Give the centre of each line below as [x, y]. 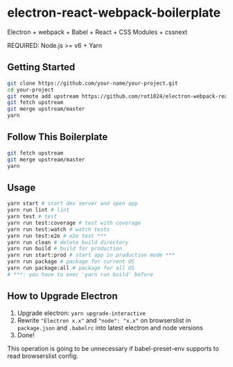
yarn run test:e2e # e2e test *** [57, 236]
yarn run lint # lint [38, 210]
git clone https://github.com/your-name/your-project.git [93, 83]
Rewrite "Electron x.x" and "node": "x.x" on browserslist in [104, 320]
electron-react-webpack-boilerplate [114, 13]
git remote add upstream [43, 96]
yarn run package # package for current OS [71, 262]
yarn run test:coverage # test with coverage [74, 223]
